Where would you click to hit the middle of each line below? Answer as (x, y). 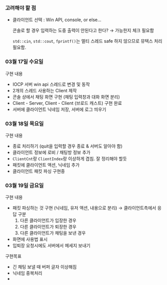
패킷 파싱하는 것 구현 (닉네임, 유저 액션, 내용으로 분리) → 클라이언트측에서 (84, 208)
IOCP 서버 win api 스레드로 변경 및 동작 (51, 84)
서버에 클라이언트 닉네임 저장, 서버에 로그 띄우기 (59, 109)
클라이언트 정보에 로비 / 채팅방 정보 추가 (51, 152)
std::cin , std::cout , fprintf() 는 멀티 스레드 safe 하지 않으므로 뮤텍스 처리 (87, 41)
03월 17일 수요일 (24, 62)
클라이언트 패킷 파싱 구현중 (39, 171)
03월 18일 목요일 (25, 123)
